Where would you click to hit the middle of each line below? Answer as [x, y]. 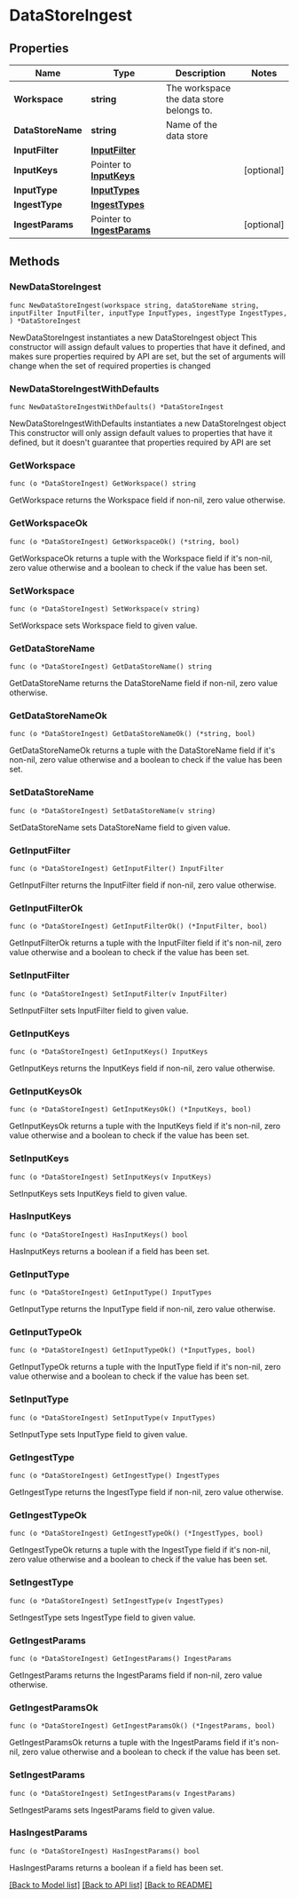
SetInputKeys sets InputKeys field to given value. [98, 1193]
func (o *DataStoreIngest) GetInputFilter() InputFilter [117, 869]
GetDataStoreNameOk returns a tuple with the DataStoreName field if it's [142, 750]
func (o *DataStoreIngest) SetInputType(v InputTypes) [113, 1418]
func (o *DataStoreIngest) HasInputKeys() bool [99, 1235]
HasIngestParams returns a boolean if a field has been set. [116, 1867]
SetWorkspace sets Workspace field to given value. [103, 625]
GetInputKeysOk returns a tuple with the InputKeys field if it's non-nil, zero [145, 1126]
